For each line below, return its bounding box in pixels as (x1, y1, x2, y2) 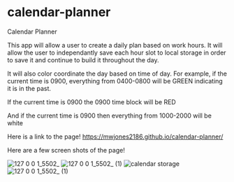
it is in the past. (7, 84, 51, 92)
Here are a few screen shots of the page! (7, 146, 126, 154)
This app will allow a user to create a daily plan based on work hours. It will (7, 41, 223, 49)
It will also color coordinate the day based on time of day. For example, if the (7, 69, 227, 78)
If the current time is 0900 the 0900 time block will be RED (7, 97, 176, 106)
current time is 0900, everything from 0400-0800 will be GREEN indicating (7, 76, 224, 85)
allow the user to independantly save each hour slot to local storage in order (7, 48, 226, 57)
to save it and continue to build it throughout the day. (7, 55, 159, 64)
